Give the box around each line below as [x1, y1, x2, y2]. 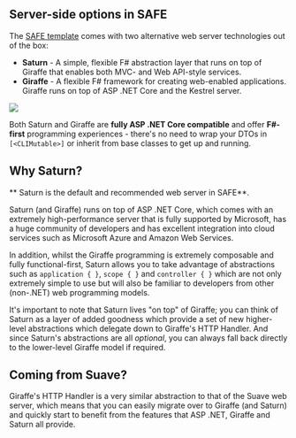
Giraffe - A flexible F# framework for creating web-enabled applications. [21, 75, 287, 87]
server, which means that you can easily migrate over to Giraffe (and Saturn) [9, 400, 287, 411]
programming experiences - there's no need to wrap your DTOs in [27, 128, 268, 139]
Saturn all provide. [9, 419, 76, 430]
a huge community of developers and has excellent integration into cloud [9, 223, 276, 234]
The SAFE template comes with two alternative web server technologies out [9, 30, 285, 41]
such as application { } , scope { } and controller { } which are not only [9, 268, 283, 279]
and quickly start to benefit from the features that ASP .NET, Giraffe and [9, 410, 271, 420]
